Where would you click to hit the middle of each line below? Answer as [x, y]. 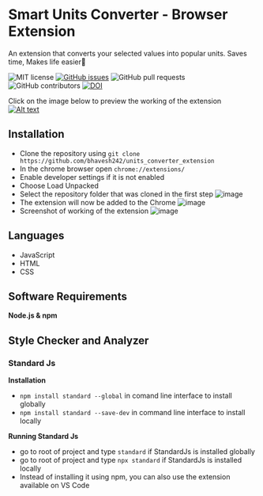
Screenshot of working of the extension [84, 211]
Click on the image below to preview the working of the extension [115, 101]
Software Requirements [68, 296]
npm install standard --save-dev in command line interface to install [132, 413]
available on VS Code [54, 486]
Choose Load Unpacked [59, 185]
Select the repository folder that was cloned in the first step [116, 194]
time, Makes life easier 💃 [47, 62]
